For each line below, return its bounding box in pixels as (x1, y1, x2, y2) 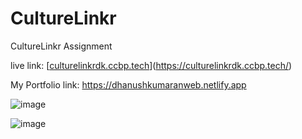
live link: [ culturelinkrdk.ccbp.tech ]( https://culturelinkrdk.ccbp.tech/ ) (10, 59, 293, 71)
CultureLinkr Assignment (10, 40, 113, 52)
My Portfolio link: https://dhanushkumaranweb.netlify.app (10, 78, 247, 91)
